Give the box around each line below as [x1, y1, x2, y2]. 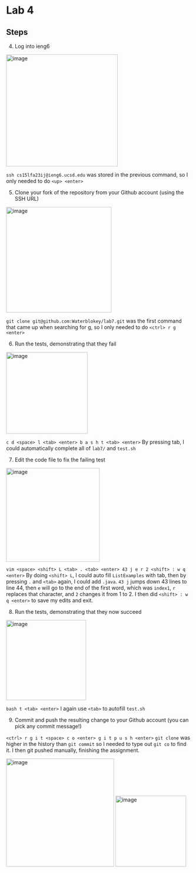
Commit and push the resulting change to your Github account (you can [14, 716, 189, 724]
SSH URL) [14, 196, 39, 202]
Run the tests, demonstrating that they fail [14, 340, 117, 347]
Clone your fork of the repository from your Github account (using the [14, 189, 184, 196]
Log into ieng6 [14, 43, 50, 50]
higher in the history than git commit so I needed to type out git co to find [6, 741, 187, 747]
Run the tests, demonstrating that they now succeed [14, 608, 142, 615]
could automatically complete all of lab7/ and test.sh [6, 445, 137, 452]
